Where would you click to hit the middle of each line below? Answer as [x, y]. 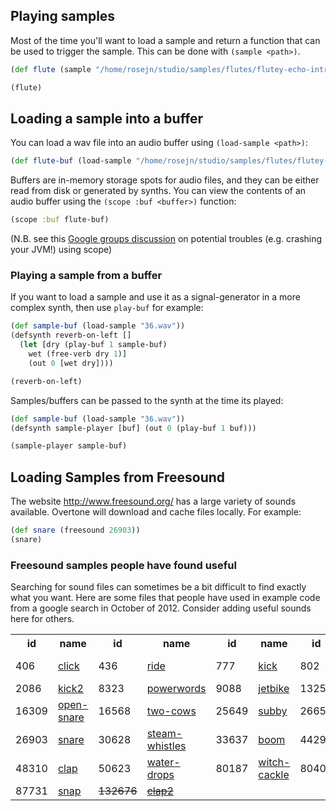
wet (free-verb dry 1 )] [78, 354]
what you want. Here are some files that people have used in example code [165, 598]
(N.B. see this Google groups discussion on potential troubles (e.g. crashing [166, 239]
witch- [274, 762]
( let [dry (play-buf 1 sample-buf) [93, 345]
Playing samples [63, 16]
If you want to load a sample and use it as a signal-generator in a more [155, 297]
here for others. [42, 619]
